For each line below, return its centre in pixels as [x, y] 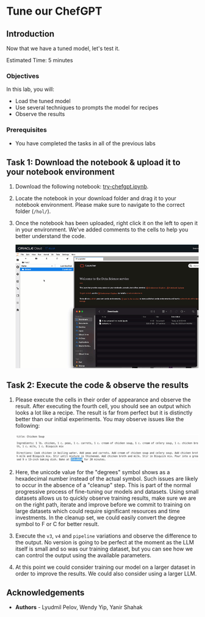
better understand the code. [51, 236]
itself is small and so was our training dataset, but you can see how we [104, 549]
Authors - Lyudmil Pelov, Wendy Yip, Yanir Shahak [79, 607]
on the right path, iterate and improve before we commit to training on [103, 504]
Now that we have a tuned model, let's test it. [63, 48]
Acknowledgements [45, 592]
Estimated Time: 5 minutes [40, 60]
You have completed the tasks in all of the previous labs [85, 143]
